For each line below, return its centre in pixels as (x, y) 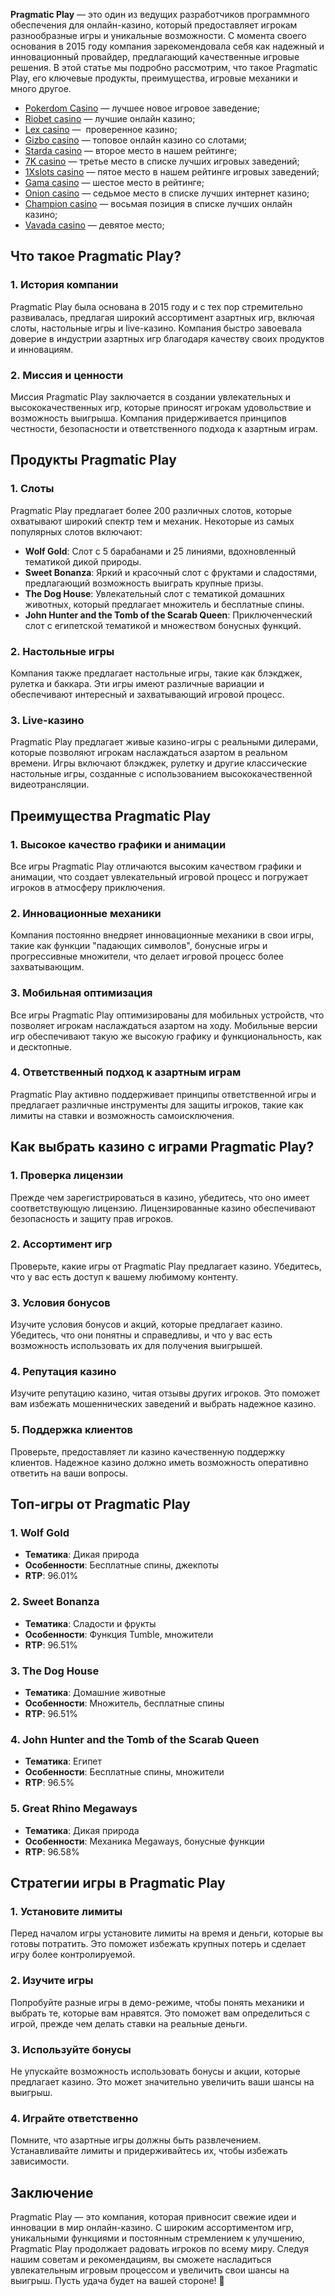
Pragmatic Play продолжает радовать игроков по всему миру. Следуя (160, 2248)
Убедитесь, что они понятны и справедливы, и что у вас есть (141, 1335)
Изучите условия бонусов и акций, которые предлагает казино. (146, 1325)
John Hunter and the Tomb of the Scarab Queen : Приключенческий (168, 615)
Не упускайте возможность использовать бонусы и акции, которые (155, 2071)
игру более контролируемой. (73, 1955)
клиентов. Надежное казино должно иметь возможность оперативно (159, 1462)
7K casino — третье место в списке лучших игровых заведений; (162, 161)
